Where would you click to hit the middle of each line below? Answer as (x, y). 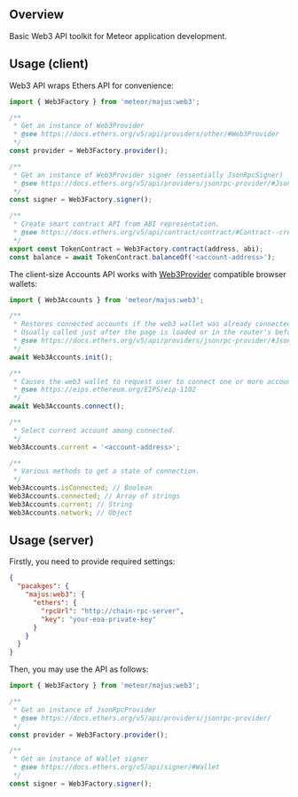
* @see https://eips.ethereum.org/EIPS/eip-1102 (105, 390)
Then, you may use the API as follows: (79, 669)
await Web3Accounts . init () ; (61, 357)
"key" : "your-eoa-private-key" (99, 619)
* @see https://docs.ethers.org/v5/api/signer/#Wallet (116, 768)
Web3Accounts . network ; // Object (71, 513)
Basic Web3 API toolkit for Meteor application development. (118, 36)
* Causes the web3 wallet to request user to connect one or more (138, 381)
